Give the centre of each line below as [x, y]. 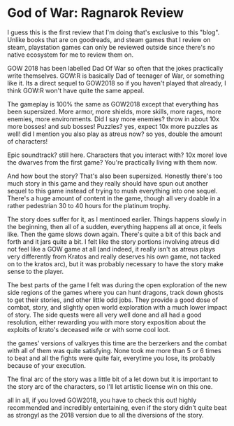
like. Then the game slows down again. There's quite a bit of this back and [114, 234]
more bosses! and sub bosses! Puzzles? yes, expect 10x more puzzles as [113, 126]
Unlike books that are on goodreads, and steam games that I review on [109, 39]
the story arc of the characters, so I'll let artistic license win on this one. [110, 386]
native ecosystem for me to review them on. [71, 55]
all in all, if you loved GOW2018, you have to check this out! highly [102, 400]
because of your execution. [46, 365]
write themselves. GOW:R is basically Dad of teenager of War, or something [116, 76]
